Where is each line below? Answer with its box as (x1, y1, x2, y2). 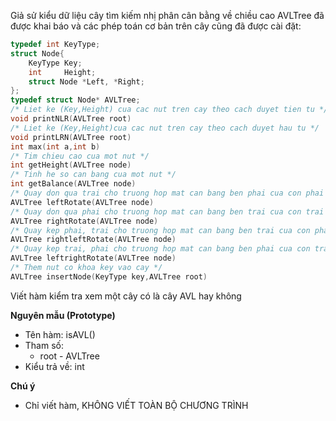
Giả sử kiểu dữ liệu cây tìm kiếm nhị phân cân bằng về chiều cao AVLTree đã (10, 10, 325, 21)
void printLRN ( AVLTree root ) (10, 132, 132, 142)
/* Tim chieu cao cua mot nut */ (10, 151, 150, 161)
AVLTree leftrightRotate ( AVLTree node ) (10, 253, 177, 264)
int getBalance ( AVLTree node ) (10, 179, 137, 189)
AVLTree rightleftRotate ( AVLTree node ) (10, 235, 177, 245)
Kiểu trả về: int (24, 360, 85, 372)
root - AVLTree (39, 350, 100, 362)
